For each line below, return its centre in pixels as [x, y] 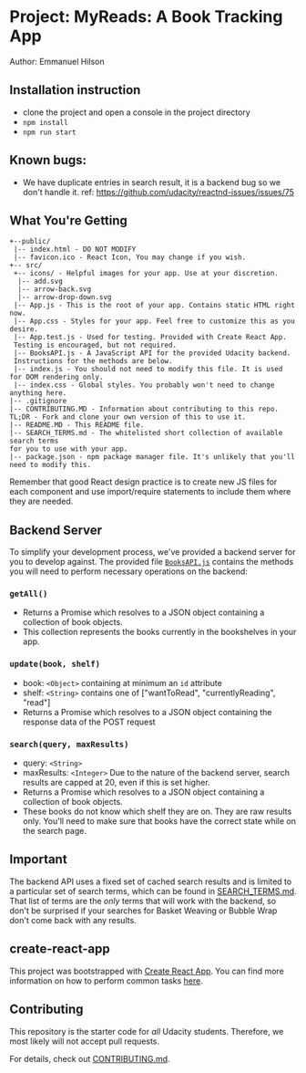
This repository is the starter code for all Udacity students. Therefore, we [147, 1031]
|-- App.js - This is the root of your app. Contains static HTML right [154, 306]
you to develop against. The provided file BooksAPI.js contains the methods [152, 562]
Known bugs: [48, 160]
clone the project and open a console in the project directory [136, 112]
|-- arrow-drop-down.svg [65, 297]
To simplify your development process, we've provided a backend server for [153, 552]
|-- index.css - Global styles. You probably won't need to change [144, 385]
